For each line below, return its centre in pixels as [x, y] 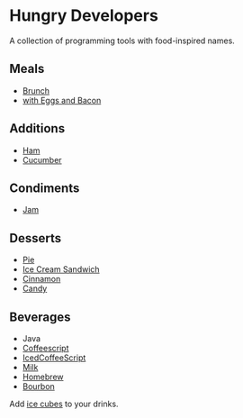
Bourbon [39, 386]
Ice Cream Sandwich [61, 269]
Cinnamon [41, 279]
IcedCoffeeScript [54, 358]
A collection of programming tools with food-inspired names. [122, 41]
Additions [37, 128]
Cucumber [42, 159]
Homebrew [43, 377]
